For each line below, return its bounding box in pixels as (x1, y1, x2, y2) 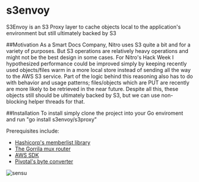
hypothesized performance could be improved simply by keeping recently (6, 60, 187, 67)
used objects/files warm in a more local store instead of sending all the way (6, 66, 191, 73)
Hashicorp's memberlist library (14, 139, 91, 146)
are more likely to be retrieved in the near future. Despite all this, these (6, 85, 179, 92)
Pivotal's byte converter (14, 158, 74, 165)
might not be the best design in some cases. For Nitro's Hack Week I (6, 54, 174, 61)
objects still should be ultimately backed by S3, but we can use (6, 92, 160, 99)
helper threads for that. (29, 98, 85, 105)
